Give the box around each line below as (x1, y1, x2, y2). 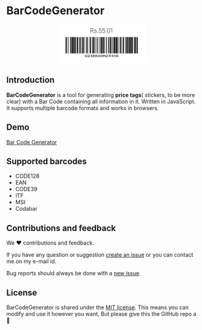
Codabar (15, 205, 38, 213)
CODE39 (15, 186, 38, 193)
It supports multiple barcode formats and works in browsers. (6, 104, 159, 111)
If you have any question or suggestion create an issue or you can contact (6, 251, 194, 259)
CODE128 (15, 173, 40, 180)
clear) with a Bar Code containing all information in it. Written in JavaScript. (6, 98, 196, 105)
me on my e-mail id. (6, 257, 57, 265)
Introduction (6, 75, 55, 85)
